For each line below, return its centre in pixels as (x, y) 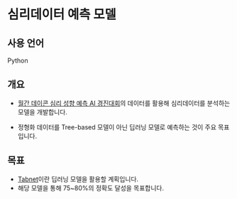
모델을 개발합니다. (42, 112)
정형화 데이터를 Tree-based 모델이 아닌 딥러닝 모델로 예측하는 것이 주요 (117, 127)
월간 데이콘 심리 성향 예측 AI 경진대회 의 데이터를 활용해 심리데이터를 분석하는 (124, 103)
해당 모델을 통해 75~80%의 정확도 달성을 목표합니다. (91, 188)
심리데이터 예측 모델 (62, 15)
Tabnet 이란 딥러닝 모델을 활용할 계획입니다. (78, 179)
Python (18, 60)
